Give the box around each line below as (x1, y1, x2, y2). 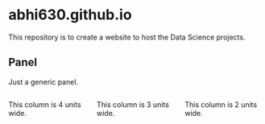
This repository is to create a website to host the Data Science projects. (8, 32, 246, 42)
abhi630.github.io (8, 6, 132, 24)
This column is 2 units (184, 99, 258, 110)
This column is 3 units (96, 99, 169, 110)
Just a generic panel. (8, 76, 79, 86)
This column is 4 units (8, 99, 82, 110)
